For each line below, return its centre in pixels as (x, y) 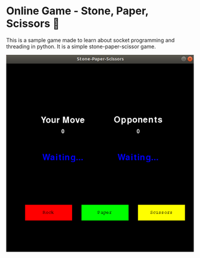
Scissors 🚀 (33, 24)
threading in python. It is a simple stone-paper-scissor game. (81, 46)
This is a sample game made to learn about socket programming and (90, 40)
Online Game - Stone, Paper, (77, 11)
